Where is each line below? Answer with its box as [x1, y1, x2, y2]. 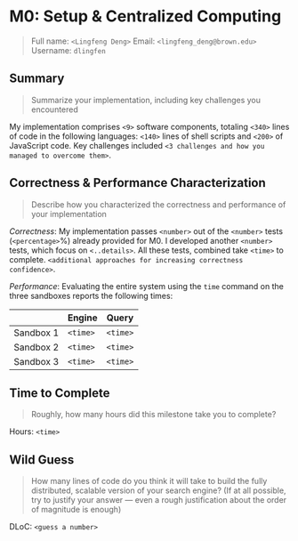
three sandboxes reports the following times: [9, 290, 173, 301]
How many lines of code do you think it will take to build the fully [30, 476, 268, 487]
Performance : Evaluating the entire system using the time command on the [9, 280, 285, 291]
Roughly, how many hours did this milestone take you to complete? [30, 409, 277, 420]
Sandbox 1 [13, 327, 60, 339]
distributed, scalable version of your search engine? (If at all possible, [30, 485, 286, 496]
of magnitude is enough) [30, 505, 122, 515]
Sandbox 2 [13, 341, 60, 353]
